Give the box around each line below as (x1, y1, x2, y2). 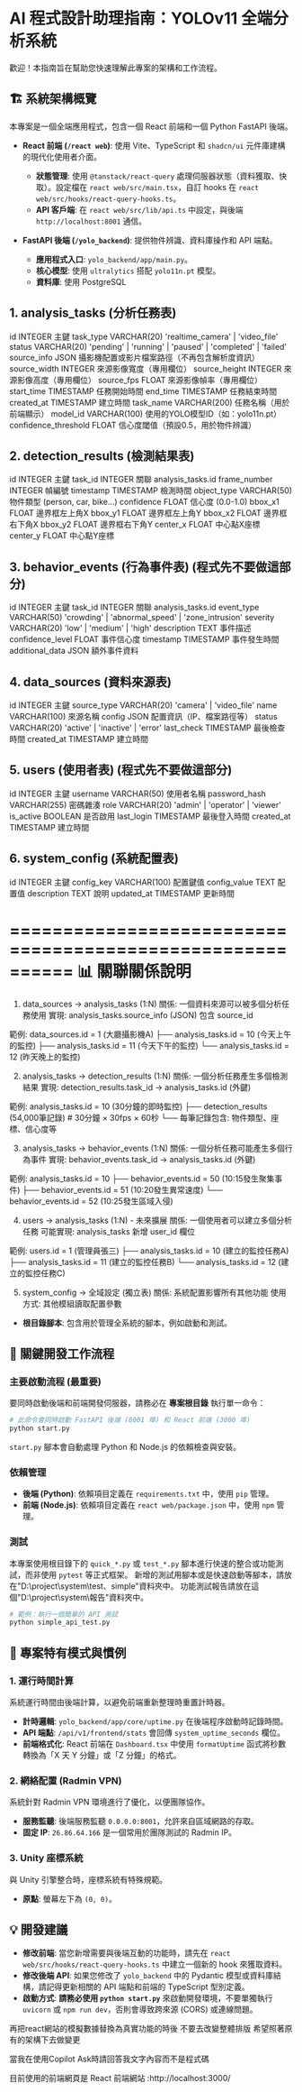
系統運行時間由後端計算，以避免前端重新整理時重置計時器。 (9, 1697, 230, 1708)
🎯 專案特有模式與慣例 (9, 1645, 127, 1660)
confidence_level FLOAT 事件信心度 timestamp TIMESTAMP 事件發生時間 (9, 634, 280, 645)
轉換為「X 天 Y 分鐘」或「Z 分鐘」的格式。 (22, 1750, 182, 1761)
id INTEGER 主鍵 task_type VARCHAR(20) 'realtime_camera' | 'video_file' (9, 331, 279, 342)
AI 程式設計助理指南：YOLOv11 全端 (9, 8, 273, 29)
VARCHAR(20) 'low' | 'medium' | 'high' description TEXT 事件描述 (9, 623, 252, 634)
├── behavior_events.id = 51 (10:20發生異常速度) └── (22, 1184, 223, 1195)
